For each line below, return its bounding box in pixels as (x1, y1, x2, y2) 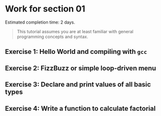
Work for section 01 (5, 3, 86, 14)
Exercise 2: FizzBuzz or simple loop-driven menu (5, 64, 156, 72)
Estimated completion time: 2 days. (5, 19, 75, 25)
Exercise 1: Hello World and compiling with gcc (5, 48, 147, 56)
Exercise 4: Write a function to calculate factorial (5, 104, 156, 113)
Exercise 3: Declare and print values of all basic (5, 80, 151, 89)
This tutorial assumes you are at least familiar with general (16, 28, 133, 34)
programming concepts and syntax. (16, 34, 88, 39)
